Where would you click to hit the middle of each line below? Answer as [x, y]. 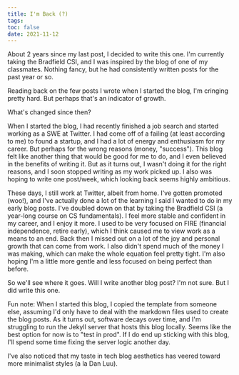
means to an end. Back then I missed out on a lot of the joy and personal [114, 239]
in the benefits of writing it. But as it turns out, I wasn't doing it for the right [117, 164]
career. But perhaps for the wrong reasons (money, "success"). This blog [115, 149]
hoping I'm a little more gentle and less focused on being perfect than [110, 261]
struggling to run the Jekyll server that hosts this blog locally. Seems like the [119, 327]
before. [18, 269]
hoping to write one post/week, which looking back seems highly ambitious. [119, 179]
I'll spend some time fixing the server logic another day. [89, 342]
